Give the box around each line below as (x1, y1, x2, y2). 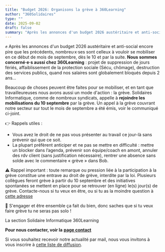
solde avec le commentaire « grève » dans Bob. (12, 158, 109, 163)
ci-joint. (5, 111, 21, 116)
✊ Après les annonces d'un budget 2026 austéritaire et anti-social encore (5, 44, 153, 49)
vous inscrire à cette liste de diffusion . (5, 242, 82, 248)
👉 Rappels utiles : (5, 121, 43, 126)
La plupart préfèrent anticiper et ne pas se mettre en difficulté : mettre (12, 142, 154, 148)
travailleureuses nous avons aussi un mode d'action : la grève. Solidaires (5, 90, 152, 96)
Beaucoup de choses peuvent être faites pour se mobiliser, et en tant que (5, 84, 154, 90)
